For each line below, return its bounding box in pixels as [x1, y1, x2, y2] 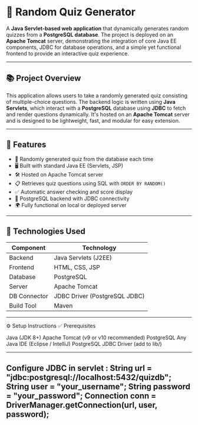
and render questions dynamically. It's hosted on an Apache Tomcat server [6, 110, 190, 117]
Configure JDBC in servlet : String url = [6, 363, 152, 373]
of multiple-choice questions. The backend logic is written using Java [6, 98, 176, 105]
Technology [82, 244, 117, 252]
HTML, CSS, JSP [54, 263, 100, 272]
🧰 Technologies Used [6, 226, 85, 236]
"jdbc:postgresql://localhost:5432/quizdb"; [6, 372, 172, 382]
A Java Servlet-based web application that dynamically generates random [6, 25, 189, 32]
